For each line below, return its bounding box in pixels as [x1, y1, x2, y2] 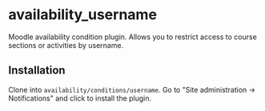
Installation [8, 64, 66, 77]
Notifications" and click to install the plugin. [8, 93, 152, 103]
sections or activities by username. [8, 40, 124, 50]
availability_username [8, 6, 158, 24]
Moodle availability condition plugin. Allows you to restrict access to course [8, 32, 258, 42]
